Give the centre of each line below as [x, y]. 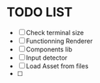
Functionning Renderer [59, 41]
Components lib [49, 49]
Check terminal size [55, 32]
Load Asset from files [57, 66]
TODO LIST [40, 12]
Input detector [47, 58]
